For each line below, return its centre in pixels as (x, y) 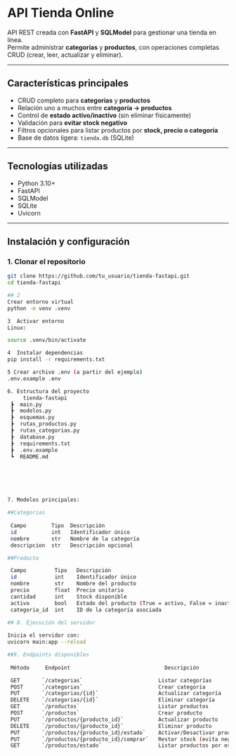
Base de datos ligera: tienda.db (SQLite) (76, 138)
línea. (15, 39)
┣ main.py (26, 404)
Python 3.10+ (37, 183)
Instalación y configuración (68, 241)
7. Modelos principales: (44, 500)
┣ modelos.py (31, 411)
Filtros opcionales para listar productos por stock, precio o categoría (118, 130)
